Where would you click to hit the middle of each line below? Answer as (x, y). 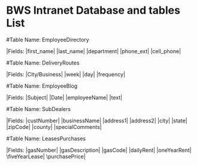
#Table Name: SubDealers (38, 109)
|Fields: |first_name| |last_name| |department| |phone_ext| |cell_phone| (94, 51)
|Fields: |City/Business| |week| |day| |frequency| (66, 74)
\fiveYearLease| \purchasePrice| (46, 156)
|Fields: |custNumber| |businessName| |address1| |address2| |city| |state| (97, 121)
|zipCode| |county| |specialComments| (54, 127)
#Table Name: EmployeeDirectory (48, 39)
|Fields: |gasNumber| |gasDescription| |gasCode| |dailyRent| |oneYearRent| (99, 150)
